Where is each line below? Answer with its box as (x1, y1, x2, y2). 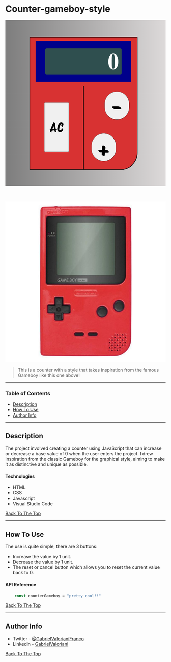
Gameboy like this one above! (17, 372, 80, 378)
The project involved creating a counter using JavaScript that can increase (5, 445, 162, 451)
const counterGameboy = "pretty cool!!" (14, 593, 101, 598)
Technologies (5, 473, 35, 479)
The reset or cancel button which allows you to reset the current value (12, 564, 160, 570)
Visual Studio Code (12, 501, 53, 507)
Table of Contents (5, 390, 51, 397)
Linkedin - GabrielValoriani (12, 641, 69, 647)
